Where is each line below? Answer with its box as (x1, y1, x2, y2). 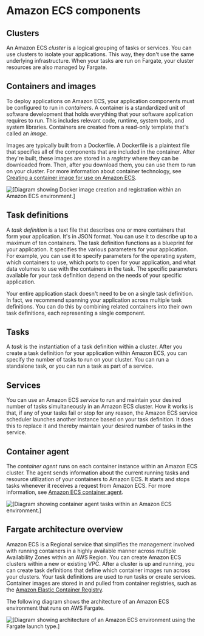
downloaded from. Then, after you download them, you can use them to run (6, 161, 196, 168)
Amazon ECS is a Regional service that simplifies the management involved (6, 540, 195, 548)
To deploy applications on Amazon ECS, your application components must (6, 97, 195, 104)
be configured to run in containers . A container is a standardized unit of (6, 104, 185, 111)
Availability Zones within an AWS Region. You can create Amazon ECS (6, 553, 182, 561)
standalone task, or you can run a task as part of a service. (6, 362, 154, 370)
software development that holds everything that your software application (6, 110, 193, 118)
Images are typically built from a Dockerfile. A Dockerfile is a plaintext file (6, 141, 190, 149)
